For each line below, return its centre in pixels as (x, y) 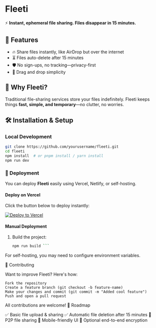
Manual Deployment (26, 226)
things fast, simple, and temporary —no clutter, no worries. (65, 104)
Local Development (29, 136)
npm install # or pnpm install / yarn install (54, 156)
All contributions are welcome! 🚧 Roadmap (48, 305)
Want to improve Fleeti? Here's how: (41, 274)
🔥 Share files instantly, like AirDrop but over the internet (68, 52)
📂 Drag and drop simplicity (39, 72)
